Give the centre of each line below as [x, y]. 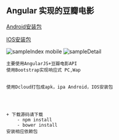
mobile [53, 51]
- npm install [35, 119]
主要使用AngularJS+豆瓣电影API [42, 63]
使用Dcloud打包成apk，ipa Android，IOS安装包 [59, 87]
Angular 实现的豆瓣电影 [50, 11]
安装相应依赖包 [22, 132]
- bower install [38, 125]
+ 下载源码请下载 [25, 114]
